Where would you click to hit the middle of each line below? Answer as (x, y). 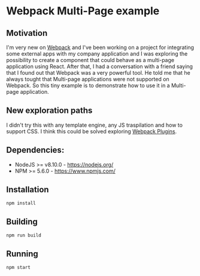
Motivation (27, 33)
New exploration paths (49, 111)
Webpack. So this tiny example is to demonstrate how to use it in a (88, 85)
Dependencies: (35, 150)
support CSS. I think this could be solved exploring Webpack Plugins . (92, 131)
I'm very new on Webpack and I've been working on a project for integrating (100, 47)
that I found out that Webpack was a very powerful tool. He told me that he (98, 73)
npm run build (24, 235)
